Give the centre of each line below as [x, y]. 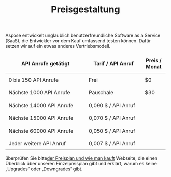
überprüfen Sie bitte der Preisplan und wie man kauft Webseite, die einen [81, 158]
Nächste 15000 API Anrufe [41, 118]
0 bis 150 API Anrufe [34, 80]
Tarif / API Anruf [113, 64]
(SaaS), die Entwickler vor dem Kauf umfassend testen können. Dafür [78, 41]
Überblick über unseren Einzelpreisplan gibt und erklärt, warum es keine [81, 164]
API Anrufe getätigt [45, 64]
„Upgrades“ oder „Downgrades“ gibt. [44, 169]
